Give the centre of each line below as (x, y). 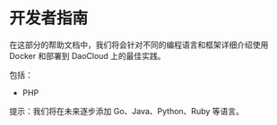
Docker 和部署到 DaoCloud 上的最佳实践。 (87, 55)
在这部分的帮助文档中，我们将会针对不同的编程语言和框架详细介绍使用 (139, 45)
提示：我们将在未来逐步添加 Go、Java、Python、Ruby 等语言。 (127, 111)
